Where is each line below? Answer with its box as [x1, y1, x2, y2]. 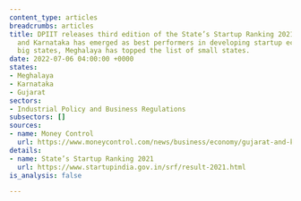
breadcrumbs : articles [9, 21, 94, 30]
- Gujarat [9, 88, 47, 96]
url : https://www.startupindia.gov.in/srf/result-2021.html [17, 163, 246, 172]
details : [9, 146, 42, 155]
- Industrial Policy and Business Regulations [9, 105, 186, 113]
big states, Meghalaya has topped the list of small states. [17, 46, 251, 55]
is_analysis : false [9, 171, 82, 180]
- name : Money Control [9, 130, 94, 138]
